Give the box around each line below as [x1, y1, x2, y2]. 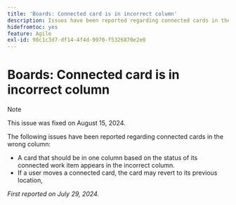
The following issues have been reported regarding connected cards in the [7, 132, 223, 141]
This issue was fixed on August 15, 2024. [7, 119, 126, 128]
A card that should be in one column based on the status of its [17, 154, 198, 162]
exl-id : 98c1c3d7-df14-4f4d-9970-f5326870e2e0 [7, 37, 146, 44]
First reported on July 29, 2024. [7, 190, 100, 198]
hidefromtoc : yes [7, 23, 58, 30]
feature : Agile [7, 30, 52, 37]
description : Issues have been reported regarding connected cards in [7, 17, 218, 24]
